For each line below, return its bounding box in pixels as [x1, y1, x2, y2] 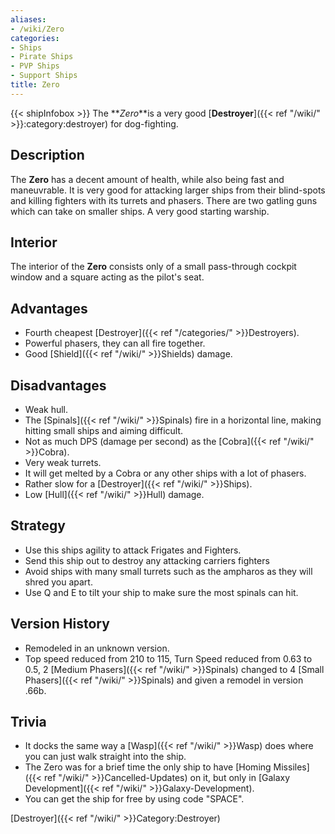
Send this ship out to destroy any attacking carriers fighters [24, 554, 270, 566]
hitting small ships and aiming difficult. [24, 425, 184, 436]
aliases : [10, 14, 47, 25]
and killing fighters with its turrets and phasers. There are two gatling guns [10, 194, 318, 206]
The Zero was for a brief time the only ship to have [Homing [24, 761, 272, 773]
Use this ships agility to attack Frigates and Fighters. [24, 544, 242, 556]
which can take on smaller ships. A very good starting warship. [10, 205, 270, 217]
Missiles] [273, 761, 310, 773]
